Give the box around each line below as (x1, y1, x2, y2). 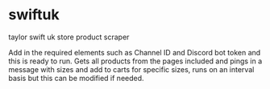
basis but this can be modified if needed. (8, 73, 144, 83)
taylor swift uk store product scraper (8, 32, 130, 42)
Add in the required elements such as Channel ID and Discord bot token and (8, 47, 261, 57)
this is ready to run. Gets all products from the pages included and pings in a (8, 56, 263, 66)
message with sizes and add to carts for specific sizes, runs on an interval (8, 64, 255, 74)
